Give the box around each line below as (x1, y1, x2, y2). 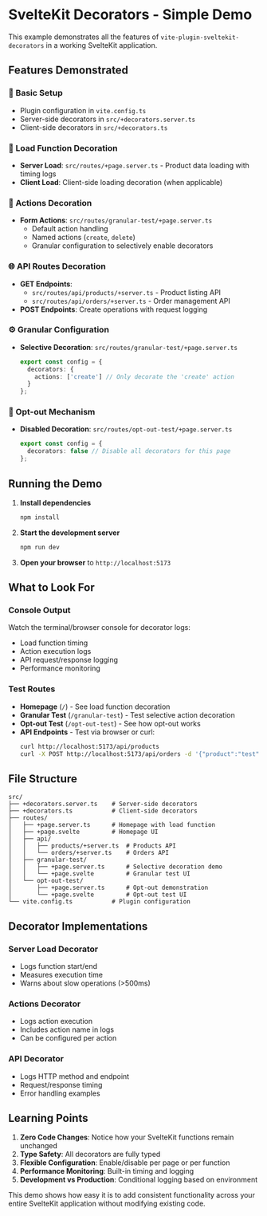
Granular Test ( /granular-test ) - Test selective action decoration (19, 710, 235, 719)
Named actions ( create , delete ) (31, 233, 135, 242)
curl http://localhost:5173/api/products (19, 742, 159, 750)
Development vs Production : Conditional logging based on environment (19, 1175, 258, 1185)
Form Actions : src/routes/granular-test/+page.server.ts (19, 215, 213, 225)
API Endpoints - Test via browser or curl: (19, 727, 155, 737)
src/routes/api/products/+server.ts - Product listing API (31, 287, 222, 297)
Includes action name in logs (19, 1025, 114, 1034)
